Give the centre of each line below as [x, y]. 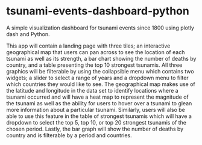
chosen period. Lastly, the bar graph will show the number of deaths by [95, 129]
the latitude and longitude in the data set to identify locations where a [93, 90]
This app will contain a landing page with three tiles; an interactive [88, 46]
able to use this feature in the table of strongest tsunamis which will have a [99, 116]
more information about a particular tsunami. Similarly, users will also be [96, 110]
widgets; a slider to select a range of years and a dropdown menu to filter [97, 78]
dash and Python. [28, 34]
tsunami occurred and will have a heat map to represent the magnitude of [97, 97]
